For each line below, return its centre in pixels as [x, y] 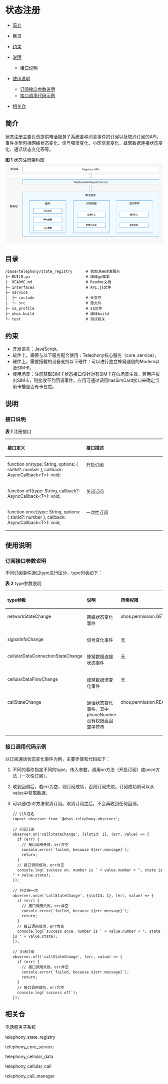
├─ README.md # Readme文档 [58, 282]
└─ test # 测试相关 [55, 319]
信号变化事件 [100, 640]
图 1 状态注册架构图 [25, 160]
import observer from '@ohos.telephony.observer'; [66, 819]
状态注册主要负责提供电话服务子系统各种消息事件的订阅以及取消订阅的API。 [83, 137]
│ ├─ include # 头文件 [53, 298]
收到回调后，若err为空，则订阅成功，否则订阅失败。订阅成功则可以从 [83, 786]
